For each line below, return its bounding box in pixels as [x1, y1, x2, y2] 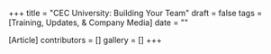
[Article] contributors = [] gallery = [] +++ [8, 35, 163, 45]
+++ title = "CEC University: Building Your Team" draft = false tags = [8, 8, 263, 18]
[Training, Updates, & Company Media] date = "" [8, 17, 188, 28]
